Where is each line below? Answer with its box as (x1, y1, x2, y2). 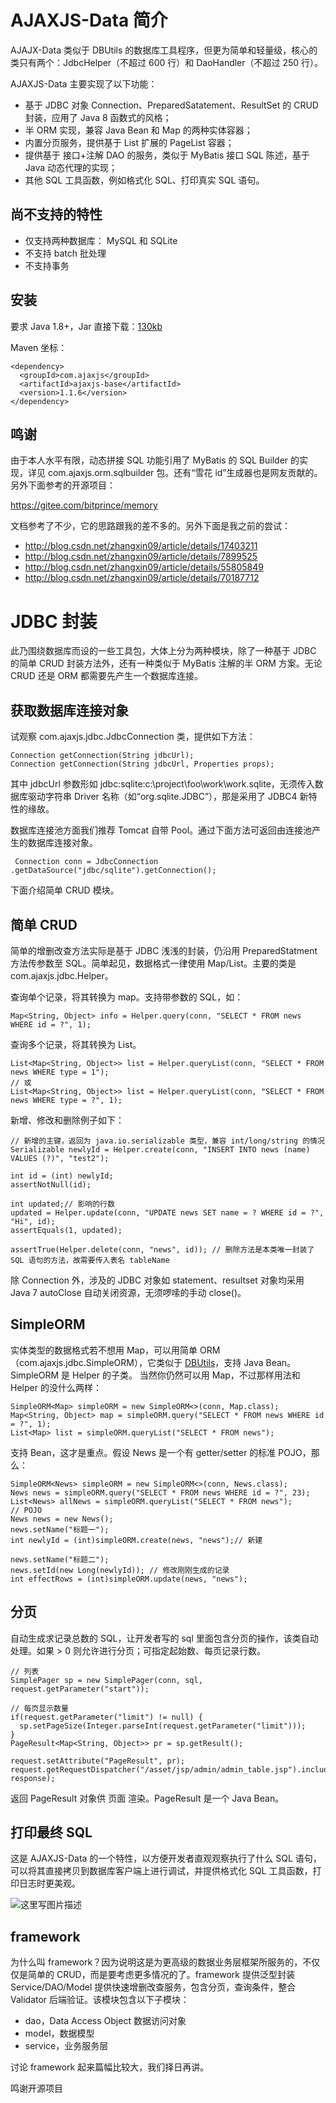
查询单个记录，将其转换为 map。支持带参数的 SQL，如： (10, 991, 244, 1003)
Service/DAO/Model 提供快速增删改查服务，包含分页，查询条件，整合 (10, 1981, 297, 1993)
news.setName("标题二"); (10, 1554, 110, 1565)
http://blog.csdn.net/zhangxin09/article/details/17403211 (24, 540, 258, 552)
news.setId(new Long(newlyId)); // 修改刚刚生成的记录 (10, 1565, 230, 1575)
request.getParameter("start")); (10, 1684, 150, 1694)
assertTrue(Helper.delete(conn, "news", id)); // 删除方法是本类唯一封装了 (10, 1244, 315, 1255)
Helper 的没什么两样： (10, 1381, 102, 1393)
